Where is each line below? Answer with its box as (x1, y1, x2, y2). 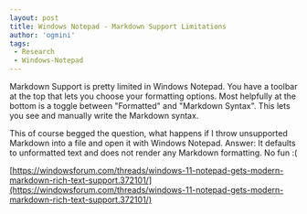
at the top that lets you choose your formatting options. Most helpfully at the (9, 91, 297, 102)
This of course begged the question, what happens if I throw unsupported (9, 128, 288, 138)
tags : (9, 38, 30, 48)
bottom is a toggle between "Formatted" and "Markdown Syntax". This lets (9, 101, 291, 111)
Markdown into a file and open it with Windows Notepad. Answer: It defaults (9, 138, 296, 148)
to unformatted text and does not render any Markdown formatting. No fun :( (9, 147, 298, 158)
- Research (13, 48, 55, 57)
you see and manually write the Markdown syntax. (9, 111, 199, 121)
